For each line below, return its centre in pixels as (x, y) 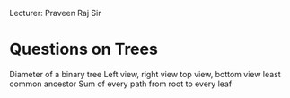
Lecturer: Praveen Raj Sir (55, 13)
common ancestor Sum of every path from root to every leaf (121, 84)
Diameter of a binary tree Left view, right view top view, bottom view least (145, 74)
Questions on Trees (84, 49)
